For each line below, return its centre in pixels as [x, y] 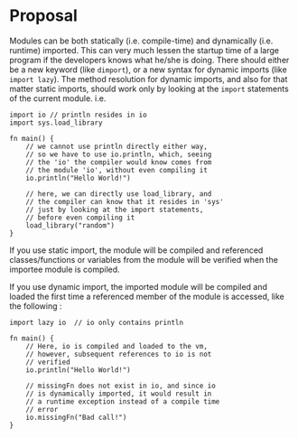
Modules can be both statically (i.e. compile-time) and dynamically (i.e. [141, 41]
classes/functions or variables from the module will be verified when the [144, 259]
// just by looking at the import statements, [115, 210]
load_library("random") [70, 225]
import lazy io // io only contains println [96, 322]
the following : [36, 306]
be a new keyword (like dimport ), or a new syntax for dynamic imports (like [148, 70]
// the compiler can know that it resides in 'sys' [125, 201]
